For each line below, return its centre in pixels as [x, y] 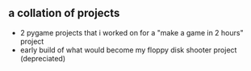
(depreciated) [43, 58]
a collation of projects [64, 13]
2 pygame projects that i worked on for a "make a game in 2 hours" [132, 32]
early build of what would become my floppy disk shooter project [128, 50]
